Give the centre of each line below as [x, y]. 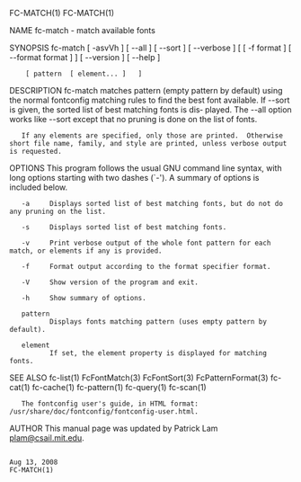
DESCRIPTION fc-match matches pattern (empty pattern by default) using [146, 90]
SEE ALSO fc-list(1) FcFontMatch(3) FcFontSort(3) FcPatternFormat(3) [139, 378]
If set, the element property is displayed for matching [158, 353]
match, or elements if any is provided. [86, 251]
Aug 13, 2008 [34, 462]
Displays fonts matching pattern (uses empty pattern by [158, 322]
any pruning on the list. [58, 211]
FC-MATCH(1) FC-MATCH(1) [62, 13]
